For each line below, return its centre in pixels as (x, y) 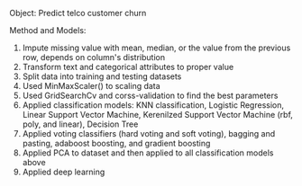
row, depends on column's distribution (93, 57)
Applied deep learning (64, 172)
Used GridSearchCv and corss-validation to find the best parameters (150, 95)
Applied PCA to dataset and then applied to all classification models (148, 153)
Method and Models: (48, 30)
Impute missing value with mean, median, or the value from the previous (156, 48)
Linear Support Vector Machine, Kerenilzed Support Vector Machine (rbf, (157, 115)
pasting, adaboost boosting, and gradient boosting (116, 143)
